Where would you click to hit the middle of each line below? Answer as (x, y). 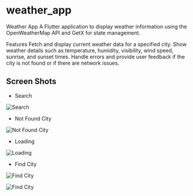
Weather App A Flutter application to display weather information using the (96, 26)
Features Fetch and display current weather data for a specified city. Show (96, 44)
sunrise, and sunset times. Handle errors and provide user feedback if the (96, 57)
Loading (24, 141)
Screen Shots (31, 82)
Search (23, 95)
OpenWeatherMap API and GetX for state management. (73, 32)
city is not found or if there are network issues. (63, 63)
